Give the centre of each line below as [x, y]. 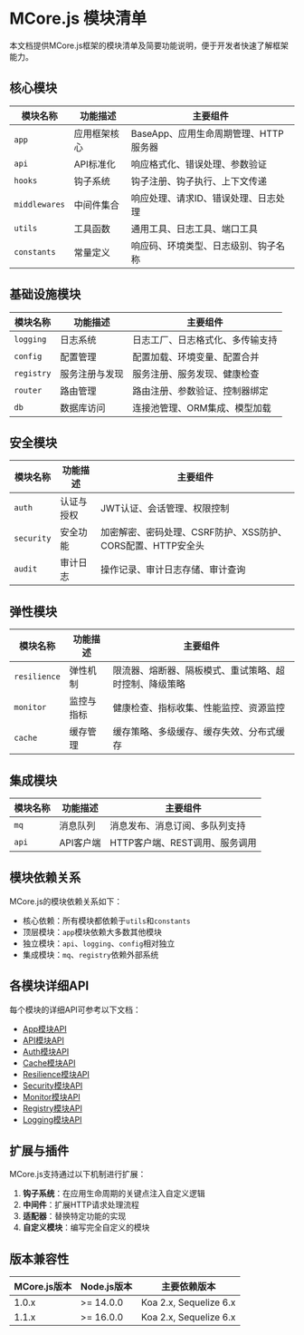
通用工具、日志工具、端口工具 [194, 229]
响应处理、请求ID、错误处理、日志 [203, 198]
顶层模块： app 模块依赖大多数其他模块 [92, 931]
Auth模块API [46, 1051]
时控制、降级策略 [149, 684]
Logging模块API [52, 1119]
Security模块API [52, 1086]
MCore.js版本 [43, 1287]
